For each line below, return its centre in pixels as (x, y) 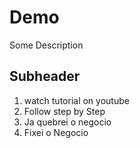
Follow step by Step (64, 111)
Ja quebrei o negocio (67, 122)
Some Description (46, 45)
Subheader (45, 76)
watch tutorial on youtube (76, 100)
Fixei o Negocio (56, 132)
